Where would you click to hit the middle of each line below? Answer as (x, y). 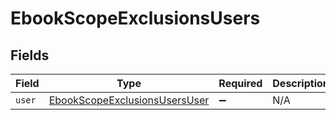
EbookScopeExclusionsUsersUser (129, 100)
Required (240, 83)
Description (301, 83)
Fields (30, 55)
